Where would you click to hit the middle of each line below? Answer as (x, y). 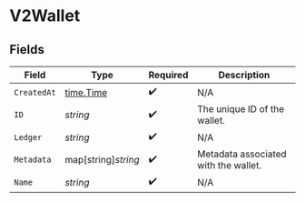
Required (168, 75)
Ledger (28, 137)
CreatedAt (35, 92)
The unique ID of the (241, 109)
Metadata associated (242, 154)
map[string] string (102, 160)
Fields (27, 50)
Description (244, 75)
